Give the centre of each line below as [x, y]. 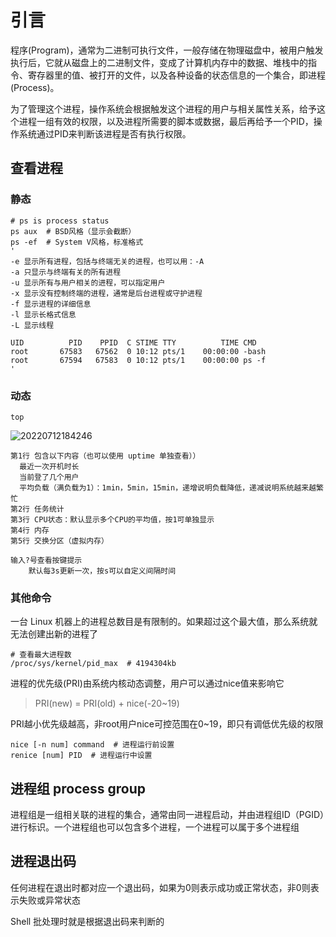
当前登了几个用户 [49, 477]
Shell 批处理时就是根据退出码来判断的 [87, 921]
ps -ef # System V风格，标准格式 [77, 242]
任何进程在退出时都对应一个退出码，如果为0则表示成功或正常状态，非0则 [160, 887]
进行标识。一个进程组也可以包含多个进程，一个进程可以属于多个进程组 [155, 827]
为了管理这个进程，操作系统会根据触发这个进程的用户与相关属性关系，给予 [163, 108]
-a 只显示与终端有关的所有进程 [66, 272]
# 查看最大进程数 [41, 655]
